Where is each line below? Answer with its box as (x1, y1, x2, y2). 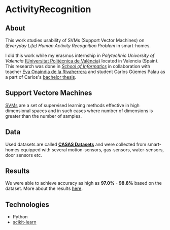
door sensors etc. (5, 152, 42, 158)
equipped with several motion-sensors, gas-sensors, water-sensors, (20, 146, 164, 153)
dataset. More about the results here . (5, 185, 83, 191)
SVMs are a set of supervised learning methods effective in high (5, 102, 140, 108)
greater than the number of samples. (5, 113, 82, 119)
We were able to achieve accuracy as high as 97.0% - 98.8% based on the (5, 180, 162, 186)
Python (12, 214, 28, 220)
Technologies (5, 200, 50, 209)
